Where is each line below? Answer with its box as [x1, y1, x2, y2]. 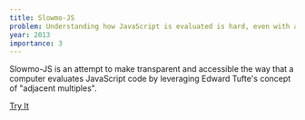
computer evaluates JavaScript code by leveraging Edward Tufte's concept [9, 74, 291, 85]
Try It [9, 101, 30, 112]
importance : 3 [9, 38, 64, 48]
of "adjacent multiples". [9, 83, 97, 94]
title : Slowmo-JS [9, 13, 75, 23]
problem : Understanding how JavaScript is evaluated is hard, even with [9, 22, 290, 31]
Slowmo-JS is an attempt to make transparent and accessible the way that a [9, 64, 294, 75]
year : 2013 [9, 30, 51, 39]
